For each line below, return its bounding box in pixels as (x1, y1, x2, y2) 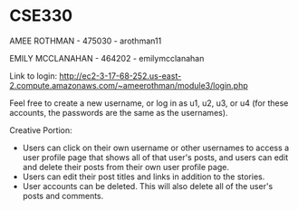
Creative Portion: (9, 124, 72, 136)
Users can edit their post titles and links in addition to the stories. (22, 171, 265, 182)
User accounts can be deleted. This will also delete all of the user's (22, 180, 274, 191)
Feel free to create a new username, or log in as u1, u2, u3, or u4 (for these (9, 97, 289, 109)
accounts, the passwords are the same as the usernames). (9, 107, 228, 118)
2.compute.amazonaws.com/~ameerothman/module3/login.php (9, 80, 249, 91)
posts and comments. (22, 190, 104, 201)
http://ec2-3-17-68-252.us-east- (58, 70, 182, 81)
